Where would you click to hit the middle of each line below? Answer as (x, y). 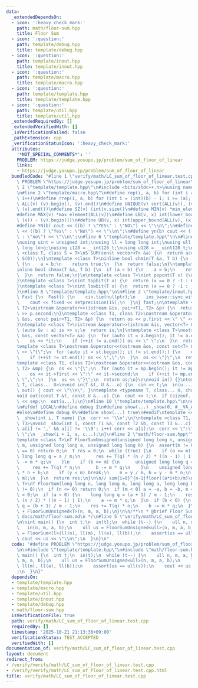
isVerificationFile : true (43, 616)
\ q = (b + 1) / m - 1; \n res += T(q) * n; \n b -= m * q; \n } (104, 506)
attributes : (26, 149)
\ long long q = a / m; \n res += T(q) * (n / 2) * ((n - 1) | (101, 456)
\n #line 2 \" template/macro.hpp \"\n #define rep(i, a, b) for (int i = (105, 193)
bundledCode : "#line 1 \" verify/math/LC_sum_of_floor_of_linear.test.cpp (104, 177)
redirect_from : (25, 660)
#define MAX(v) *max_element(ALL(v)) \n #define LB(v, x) (87, 215)
